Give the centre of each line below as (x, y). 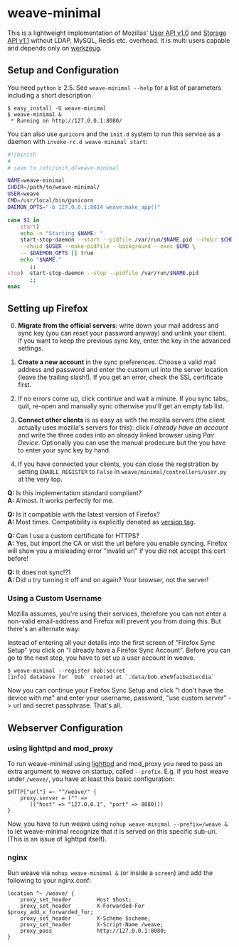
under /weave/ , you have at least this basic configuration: (91, 779)
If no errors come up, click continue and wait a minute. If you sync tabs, (123, 399)
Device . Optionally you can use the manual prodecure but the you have (122, 443)
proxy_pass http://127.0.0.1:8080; (94, 931)
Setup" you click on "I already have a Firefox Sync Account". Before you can (119, 651)
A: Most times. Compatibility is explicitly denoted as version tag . (101, 522)
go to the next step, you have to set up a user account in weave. (101, 658)
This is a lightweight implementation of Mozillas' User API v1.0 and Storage (117, 33)
